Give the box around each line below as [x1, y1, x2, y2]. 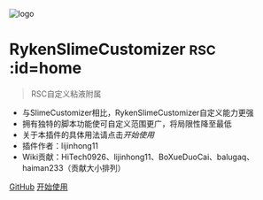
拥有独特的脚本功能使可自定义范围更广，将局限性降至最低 [21, 118, 232, 128]
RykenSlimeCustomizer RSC [9, 40, 216, 59]
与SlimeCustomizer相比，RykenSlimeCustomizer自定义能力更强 [21, 107, 254, 118]
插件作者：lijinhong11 [21, 140, 99, 150]
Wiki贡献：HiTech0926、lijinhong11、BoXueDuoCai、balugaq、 [21, 151, 255, 162]
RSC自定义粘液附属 [30, 88, 102, 99]
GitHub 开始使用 [9, 181, 68, 192]
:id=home [9, 58, 82, 79]
